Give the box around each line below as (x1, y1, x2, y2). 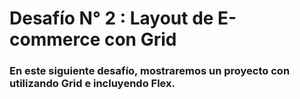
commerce (9, 28, 101, 51)
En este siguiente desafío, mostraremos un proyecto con (9, 64, 291, 78)
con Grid (103, 28, 177, 51)
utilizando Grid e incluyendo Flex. (9, 77, 176, 91)
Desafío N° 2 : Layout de (9, 7, 214, 30)
